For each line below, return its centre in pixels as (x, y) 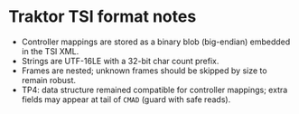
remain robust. (49, 80)
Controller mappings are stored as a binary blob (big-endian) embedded (156, 42)
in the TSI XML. (50, 51)
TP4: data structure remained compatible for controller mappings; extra (154, 90)
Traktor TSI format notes (103, 17)
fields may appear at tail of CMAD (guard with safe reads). (126, 99)
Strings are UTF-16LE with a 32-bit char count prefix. (120, 61)
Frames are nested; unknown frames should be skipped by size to (144, 71)
